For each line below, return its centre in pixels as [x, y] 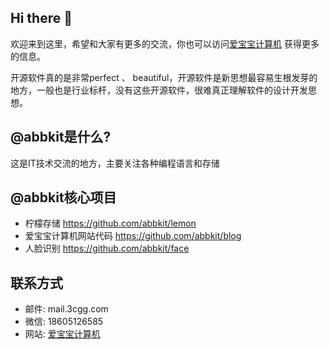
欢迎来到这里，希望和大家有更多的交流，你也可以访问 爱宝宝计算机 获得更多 [165, 43]
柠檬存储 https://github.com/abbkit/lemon [110, 223]
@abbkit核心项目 [63, 197]
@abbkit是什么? [61, 137]
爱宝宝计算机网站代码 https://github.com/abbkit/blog [133, 236]
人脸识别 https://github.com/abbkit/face [107, 248]
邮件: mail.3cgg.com [66, 309]
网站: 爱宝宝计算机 [62, 334]
